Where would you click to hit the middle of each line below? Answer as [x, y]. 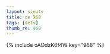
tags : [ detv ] [22, 23]
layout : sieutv [25, 12]
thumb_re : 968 [24, 28]
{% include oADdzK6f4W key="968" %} [55, 45]
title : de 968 [24, 17]
